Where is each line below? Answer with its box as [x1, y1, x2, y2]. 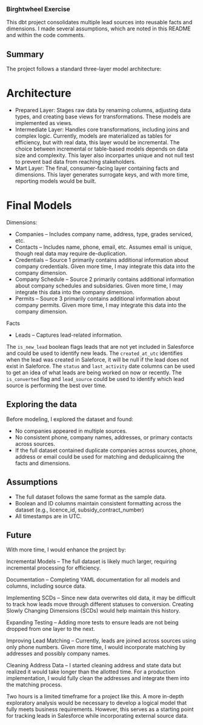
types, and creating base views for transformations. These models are [15, 113, 191, 120]
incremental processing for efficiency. [6, 564, 101, 572]
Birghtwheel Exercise [6, 5, 71, 13]
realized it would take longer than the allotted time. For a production [6, 668, 176, 675]
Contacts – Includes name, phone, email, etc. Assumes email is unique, [15, 243, 193, 251]
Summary [6, 49, 44, 59]
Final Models [6, 199, 72, 212]
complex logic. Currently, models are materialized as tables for [15, 132, 171, 140]
